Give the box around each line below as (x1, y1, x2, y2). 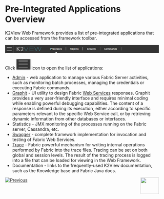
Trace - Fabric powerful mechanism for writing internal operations (12, 141, 145, 147)
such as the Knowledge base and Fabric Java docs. (12, 167, 116, 174)
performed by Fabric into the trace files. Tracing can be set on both (12, 147, 148, 153)
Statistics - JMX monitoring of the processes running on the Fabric (12, 121, 147, 127)
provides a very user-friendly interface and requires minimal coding (12, 95, 148, 101)
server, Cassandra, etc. (12, 126, 60, 132)
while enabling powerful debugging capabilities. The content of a (12, 100, 143, 106)
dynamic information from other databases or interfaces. (12, 116, 126, 121)
